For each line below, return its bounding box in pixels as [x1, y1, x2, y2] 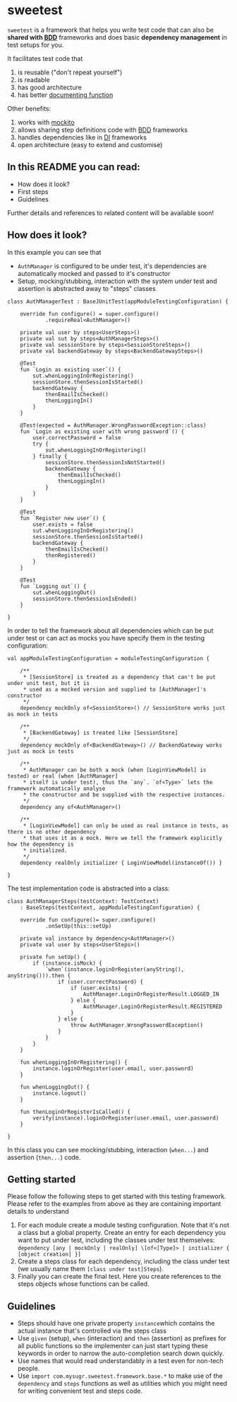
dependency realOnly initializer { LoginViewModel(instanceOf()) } [20, 859, 222, 866]
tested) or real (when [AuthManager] [7, 772, 119, 780]
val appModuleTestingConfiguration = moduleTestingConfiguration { [7, 655, 210, 662]
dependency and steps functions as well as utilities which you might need [17, 1379, 228, 1388]
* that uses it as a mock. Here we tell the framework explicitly [23, 834, 222, 841]
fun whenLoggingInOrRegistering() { [20, 1059, 128, 1066]
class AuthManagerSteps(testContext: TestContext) [7, 897, 159, 904]
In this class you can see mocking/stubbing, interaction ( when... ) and [7, 1145, 209, 1154]
